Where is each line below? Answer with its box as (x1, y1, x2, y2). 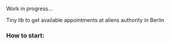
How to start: (6, 31, 45, 39)
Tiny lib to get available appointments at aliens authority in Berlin (6, 17, 165, 23)
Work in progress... (6, 5, 53, 12)
